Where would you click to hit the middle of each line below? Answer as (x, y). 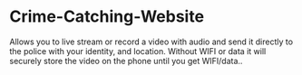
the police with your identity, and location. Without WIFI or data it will (138, 51)
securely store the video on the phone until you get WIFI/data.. (126, 61)
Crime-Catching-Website (107, 17)
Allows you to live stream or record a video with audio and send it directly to (151, 42)
